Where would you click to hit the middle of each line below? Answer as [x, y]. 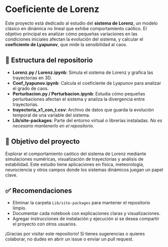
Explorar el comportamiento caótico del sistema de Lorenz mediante [76, 154]
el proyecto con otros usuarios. [45, 224]
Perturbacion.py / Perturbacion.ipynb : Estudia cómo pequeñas [79, 93]
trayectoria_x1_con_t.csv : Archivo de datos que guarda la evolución [83, 109]
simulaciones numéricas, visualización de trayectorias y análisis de [74, 159]
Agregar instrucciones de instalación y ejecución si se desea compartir [86, 219]
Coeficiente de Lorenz [52, 9]
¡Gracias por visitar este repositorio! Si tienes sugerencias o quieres [75, 234]
